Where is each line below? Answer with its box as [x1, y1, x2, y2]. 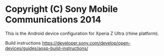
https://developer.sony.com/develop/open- [41, 40, 131, 46]
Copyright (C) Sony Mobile [5, 3, 118, 15]
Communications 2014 [5, 14, 101, 25]
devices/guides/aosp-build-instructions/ [5, 45, 88, 51]
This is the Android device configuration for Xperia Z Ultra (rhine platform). [5, 30, 159, 36]
